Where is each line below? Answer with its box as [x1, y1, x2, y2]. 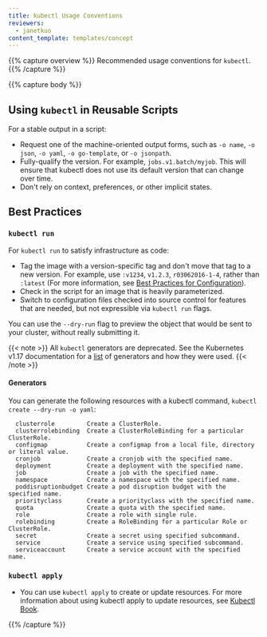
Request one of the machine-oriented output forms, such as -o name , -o [19, 140, 255, 149]
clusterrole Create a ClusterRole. [15, 420, 162, 428]
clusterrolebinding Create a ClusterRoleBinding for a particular [15, 427, 245, 435]
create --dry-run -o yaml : [8, 404, 96, 414]
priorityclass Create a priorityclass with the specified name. [15, 496, 255, 504]
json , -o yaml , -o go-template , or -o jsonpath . [19, 149, 172, 158]
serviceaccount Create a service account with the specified [15, 545, 241, 554]
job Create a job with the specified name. [15, 468, 219, 476]
